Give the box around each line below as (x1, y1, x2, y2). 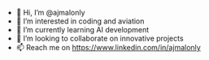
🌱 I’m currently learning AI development (15, 25, 150, 34)
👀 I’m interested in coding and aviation (15, 16, 145, 26)
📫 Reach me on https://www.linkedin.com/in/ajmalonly (15, 43, 201, 52)
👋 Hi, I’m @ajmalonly (15, 8, 85, 17)
